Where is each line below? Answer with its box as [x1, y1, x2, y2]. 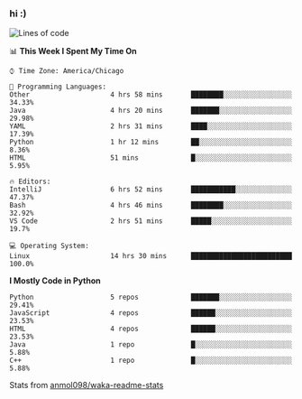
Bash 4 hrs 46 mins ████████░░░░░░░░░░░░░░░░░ [9, 201, 293, 210]
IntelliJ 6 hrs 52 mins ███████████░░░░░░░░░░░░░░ [9, 185, 293, 194]
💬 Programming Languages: [9, 82, 106, 92]
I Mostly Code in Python [9, 275, 101, 286]
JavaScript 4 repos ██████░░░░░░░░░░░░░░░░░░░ [9, 309, 293, 318]
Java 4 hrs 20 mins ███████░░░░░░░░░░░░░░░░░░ [9, 107, 293, 116]
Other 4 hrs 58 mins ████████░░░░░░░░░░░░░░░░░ [9, 90, 293, 99]
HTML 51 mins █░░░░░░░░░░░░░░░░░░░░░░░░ [9, 153, 293, 162]
